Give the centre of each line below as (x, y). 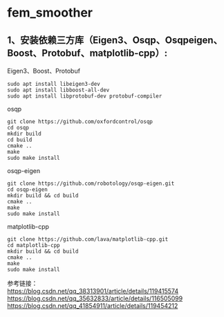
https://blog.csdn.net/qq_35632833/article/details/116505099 (95, 298)
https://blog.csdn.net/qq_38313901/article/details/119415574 (93, 291)
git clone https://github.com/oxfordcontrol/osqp (80, 122)
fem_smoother (50, 13)
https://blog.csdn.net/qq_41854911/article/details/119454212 (93, 306)
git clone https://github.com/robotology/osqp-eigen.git (91, 183)
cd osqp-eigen (28, 190)
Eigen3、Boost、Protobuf (44, 71)
